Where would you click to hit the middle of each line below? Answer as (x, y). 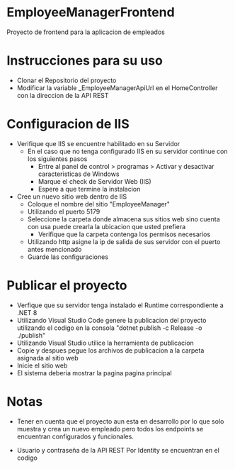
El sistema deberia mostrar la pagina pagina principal (94, 373)
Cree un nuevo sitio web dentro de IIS (72, 197)
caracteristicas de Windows (79, 174)
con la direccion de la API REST (63, 95)
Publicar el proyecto (67, 285)
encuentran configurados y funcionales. (75, 436)
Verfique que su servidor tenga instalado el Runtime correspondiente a (120, 305)
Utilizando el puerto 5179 (64, 211)
